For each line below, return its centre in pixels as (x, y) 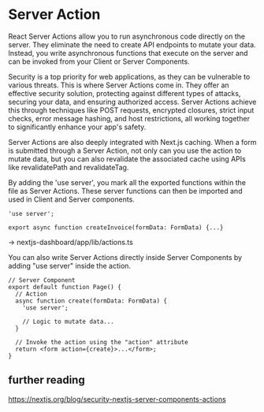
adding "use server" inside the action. (70, 265)
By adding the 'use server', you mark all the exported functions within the (127, 182)
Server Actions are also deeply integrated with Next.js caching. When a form (132, 142)
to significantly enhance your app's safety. (77, 127)
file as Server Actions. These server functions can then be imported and (125, 191)
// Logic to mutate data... (68, 321)
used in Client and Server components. (72, 199)
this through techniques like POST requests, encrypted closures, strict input (131, 110)
